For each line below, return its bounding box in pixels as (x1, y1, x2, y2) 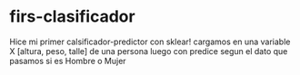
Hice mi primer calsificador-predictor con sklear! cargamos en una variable (9, 36, 291, 47)
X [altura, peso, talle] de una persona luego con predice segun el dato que (9, 45, 288, 56)
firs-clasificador (9, 6, 135, 27)
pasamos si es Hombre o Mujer (9, 55, 126, 66)
